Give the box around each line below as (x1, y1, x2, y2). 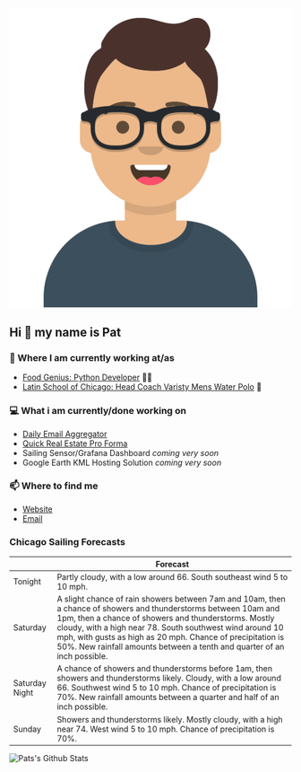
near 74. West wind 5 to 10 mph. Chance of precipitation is (56, 724, 275, 734)
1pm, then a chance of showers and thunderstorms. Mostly (56, 613, 275, 624)
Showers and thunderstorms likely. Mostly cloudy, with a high (56, 714, 284, 724)
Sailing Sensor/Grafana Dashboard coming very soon (21, 447, 219, 458)
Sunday (13, 724, 42, 734)
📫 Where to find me (9, 479, 99, 492)
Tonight (13, 576, 42, 587)
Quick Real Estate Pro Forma (21, 438, 128, 449)
